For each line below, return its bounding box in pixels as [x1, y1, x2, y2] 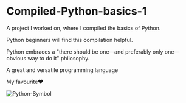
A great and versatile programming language [6, 66, 119, 74]
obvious [6, 54, 27, 62]
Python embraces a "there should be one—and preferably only [6, 48, 164, 55]
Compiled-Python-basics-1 [6, 4, 147, 18]
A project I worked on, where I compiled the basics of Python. [6, 24, 161, 32]
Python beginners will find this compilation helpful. [6, 36, 133, 43]
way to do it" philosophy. [27, 54, 90, 62]
